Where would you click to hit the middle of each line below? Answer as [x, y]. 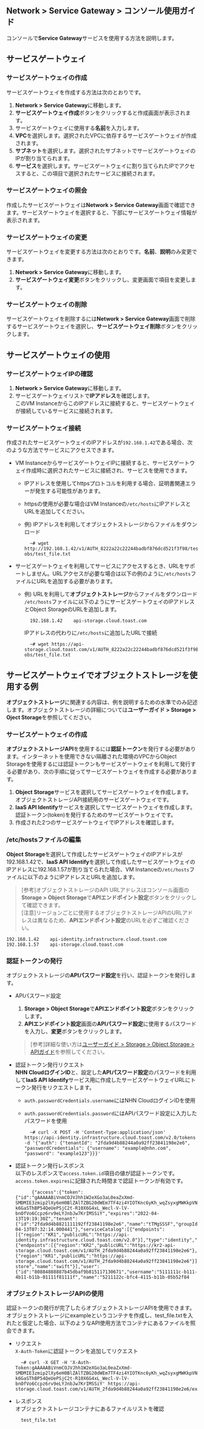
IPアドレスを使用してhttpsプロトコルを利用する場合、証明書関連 [105, 484]
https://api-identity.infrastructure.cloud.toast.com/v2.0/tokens [110, 1138]
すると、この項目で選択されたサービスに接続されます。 [89, 173]
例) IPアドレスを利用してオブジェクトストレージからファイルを [103, 524]
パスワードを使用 [46, 1121]
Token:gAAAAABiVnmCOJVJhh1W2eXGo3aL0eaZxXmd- [73, 1368]
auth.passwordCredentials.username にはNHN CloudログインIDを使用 [110, 1101]
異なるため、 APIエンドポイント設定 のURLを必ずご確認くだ [111, 920]
